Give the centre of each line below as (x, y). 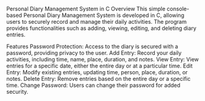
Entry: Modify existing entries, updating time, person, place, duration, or (97, 72)
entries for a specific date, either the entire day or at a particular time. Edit (99, 66)
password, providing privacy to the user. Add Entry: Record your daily (94, 53)
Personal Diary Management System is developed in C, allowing (104, 15)
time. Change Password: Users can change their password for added (93, 85)
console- (178, 9)
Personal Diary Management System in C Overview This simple (86, 9)
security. (17, 92)
